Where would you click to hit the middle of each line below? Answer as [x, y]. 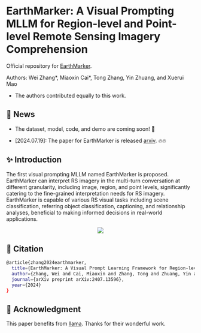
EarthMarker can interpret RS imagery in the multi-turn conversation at [93, 181]
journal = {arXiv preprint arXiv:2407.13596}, [68, 280]
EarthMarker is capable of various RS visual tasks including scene [87, 200]
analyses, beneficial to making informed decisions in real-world [84, 212]
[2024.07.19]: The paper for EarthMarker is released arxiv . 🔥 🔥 [90, 140]
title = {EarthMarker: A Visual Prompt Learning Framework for [89, 268]
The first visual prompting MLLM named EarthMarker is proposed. [88, 174]
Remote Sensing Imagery [96, 37]
